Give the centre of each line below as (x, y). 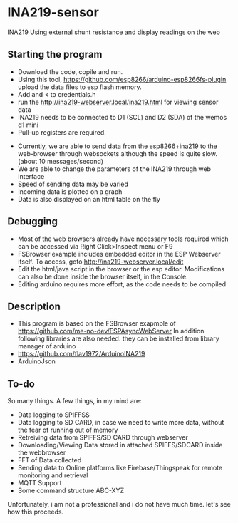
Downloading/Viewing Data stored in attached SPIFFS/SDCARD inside (120, 445)
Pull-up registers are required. (62, 132)
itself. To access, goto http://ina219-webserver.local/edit (100, 261)
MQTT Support (40, 483)
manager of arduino (47, 346)
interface (31, 176)
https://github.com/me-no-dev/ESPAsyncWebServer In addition (111, 331)
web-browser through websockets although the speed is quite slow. (117, 153)
